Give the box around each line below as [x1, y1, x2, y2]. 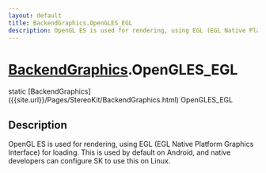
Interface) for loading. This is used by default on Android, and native [8, 148, 231, 157]
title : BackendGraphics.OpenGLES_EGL [8, 19, 133, 27]
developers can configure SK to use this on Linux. [8, 156, 171, 166]
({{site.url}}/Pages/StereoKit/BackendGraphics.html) [8, 95, 180, 105]
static [8, 86, 26, 96]
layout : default [8, 11, 62, 20]
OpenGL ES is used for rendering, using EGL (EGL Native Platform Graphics [8, 140, 254, 149]
